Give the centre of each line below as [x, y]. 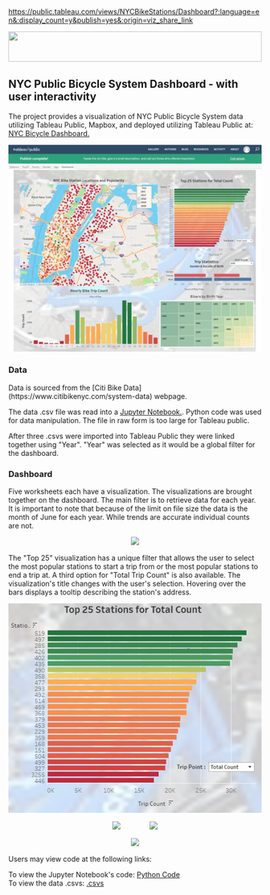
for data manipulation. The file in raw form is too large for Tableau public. [129, 420]
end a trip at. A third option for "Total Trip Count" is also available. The [125, 574]
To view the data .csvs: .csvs [56, 883]
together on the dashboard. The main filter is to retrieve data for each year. [132, 499]
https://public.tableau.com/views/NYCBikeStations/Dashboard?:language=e [134, 12]
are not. [21, 525]
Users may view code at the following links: [80, 859]
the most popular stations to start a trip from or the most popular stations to [133, 566]
